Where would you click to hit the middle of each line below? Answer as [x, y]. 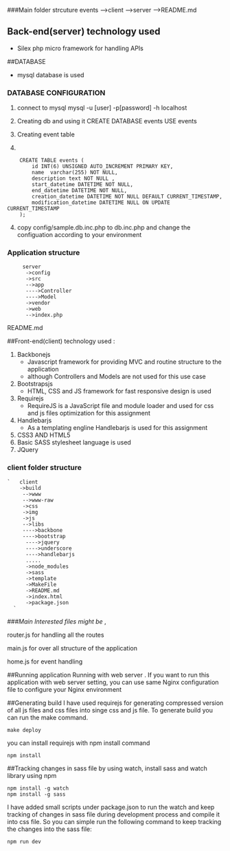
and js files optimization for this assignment [89, 413]
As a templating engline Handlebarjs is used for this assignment [117, 428]
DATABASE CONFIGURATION [56, 92]
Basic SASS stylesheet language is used [74, 442]
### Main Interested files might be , [57, 621]
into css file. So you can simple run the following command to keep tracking [114, 821]
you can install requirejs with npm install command [79, 743]
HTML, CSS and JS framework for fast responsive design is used [119, 391]
